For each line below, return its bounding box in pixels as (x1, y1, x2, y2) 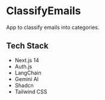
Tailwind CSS (14, 88, 47, 95)
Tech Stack (6, 41, 49, 51)
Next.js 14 (14, 56, 40, 63)
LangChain (14, 69, 42, 76)
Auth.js (14, 63, 33, 70)
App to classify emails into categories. (6, 24, 100, 31)
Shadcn (14, 82, 34, 89)
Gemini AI (14, 75, 39, 82)
